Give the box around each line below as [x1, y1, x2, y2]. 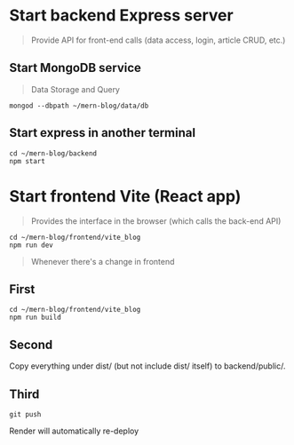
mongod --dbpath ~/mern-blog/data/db [9, 101, 149, 110]
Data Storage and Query [30, 83, 120, 94]
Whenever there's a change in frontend [30, 256, 175, 266]
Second [9, 337, 53, 352]
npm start [9, 156, 46, 165]
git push [9, 409, 42, 418]
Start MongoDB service [9, 60, 142, 75]
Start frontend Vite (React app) [9, 186, 242, 206]
